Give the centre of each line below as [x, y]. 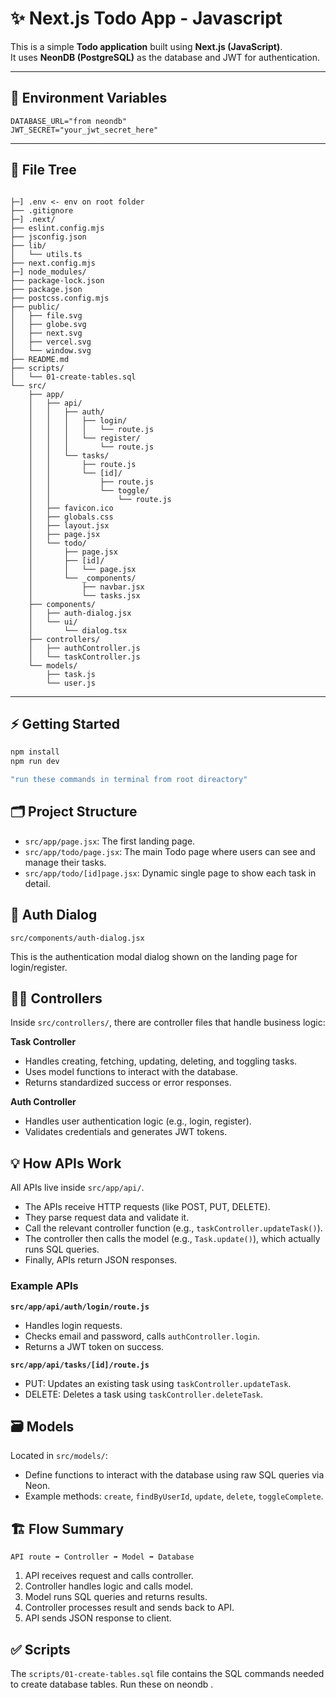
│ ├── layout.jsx [69, 525]
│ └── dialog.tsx [78, 630]
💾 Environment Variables [89, 98]
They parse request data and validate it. [107, 1218]
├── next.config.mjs [53, 263]
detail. [37, 883]
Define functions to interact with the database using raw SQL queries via [174, 1475]
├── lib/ [28, 245]
